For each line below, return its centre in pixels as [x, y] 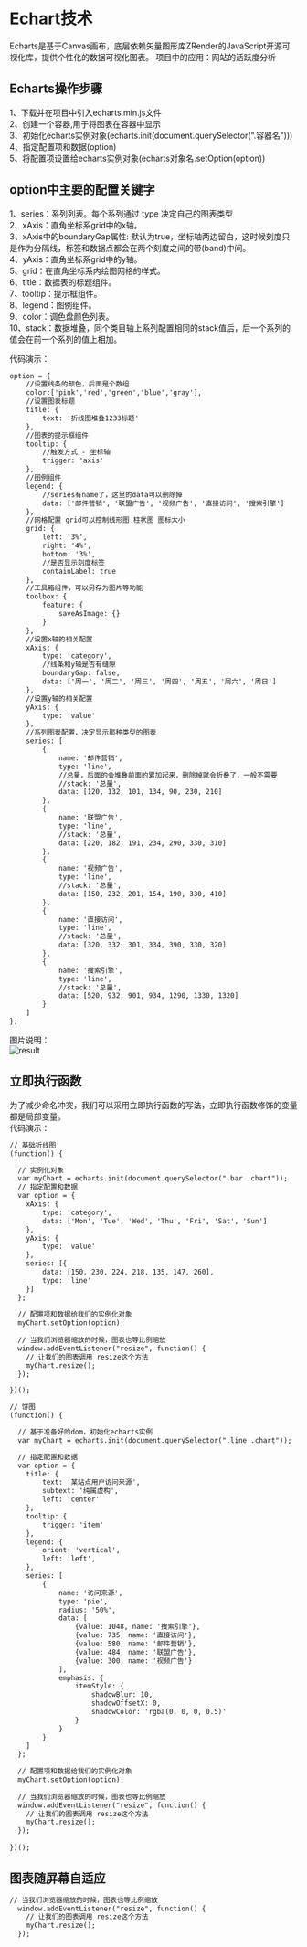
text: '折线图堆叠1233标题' [91, 418]
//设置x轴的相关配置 [59, 639]
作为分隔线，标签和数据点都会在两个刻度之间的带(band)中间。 [134, 248]
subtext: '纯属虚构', [80, 1491]
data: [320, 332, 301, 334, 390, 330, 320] [142, 945]
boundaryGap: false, [81, 673]
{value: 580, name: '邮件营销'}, [135, 1644]
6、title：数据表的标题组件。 [63, 282]
